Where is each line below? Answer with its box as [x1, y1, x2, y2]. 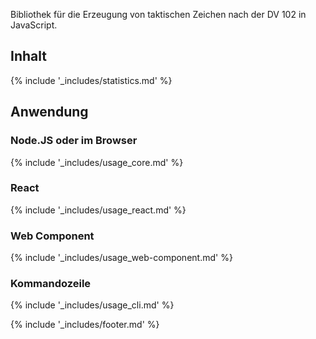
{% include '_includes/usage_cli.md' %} [10, 299, 175, 311]
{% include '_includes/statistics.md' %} [10, 74, 173, 86]
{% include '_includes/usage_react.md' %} [10, 204, 187, 216]
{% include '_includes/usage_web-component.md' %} [10, 252, 233, 264]
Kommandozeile [10, 277, 92, 291]
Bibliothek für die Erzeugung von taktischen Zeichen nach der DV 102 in [10, 9, 307, 20]
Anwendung [10, 104, 89, 121]
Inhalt [10, 48, 47, 65]
